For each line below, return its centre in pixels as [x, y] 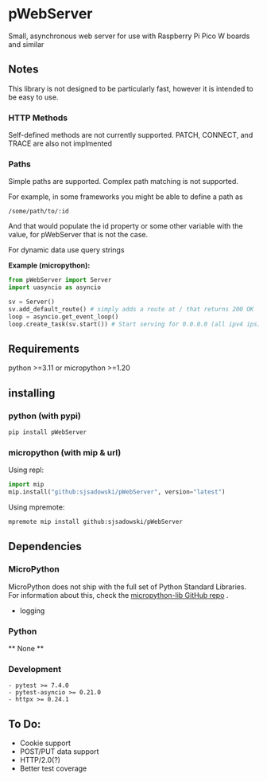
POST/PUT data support [59, 751]
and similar [26, 44]
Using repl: [26, 470]
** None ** [26, 648]
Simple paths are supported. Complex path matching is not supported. [123, 182]
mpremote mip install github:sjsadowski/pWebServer [95, 522]
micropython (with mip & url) [65, 452]
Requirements [44, 348]
